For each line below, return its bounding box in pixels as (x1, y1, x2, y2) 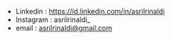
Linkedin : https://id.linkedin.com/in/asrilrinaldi (15, 7, 165, 16)
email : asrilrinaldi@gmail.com (15, 24, 113, 32)
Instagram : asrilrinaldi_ (15, 15, 91, 24)
